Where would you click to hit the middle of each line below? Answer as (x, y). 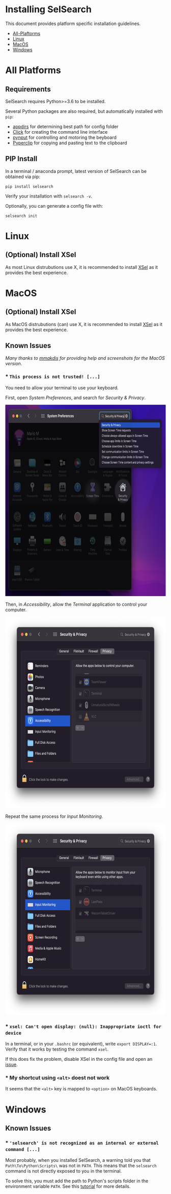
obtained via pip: (23, 177)
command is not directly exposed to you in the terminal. (64, 1171)
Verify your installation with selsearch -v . (49, 196)
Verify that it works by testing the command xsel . (57, 1049)
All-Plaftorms (26, 33)
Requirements (28, 89)
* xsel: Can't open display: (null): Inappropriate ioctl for (83, 1026)
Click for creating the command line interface (60, 132)
